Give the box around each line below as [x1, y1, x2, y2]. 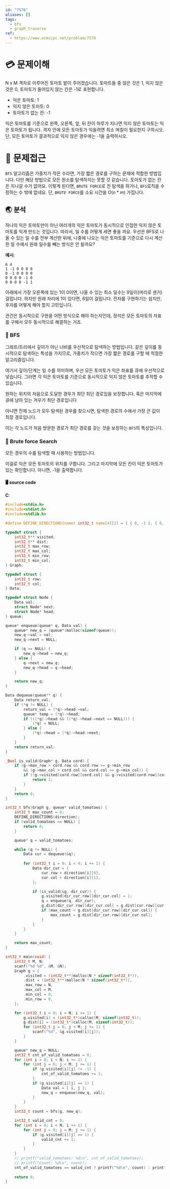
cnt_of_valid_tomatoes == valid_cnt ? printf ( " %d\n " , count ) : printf [14, 1165, 166, 1170]
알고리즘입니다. [5, 356, 35, 362]
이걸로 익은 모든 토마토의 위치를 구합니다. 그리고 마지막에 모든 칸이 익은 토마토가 [5, 461, 163, 467]
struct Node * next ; [14, 605, 56, 610]
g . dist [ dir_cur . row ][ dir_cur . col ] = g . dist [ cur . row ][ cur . [41, 903, 166, 908]
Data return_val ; [14, 698, 51, 703]
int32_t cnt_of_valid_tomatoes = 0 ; [14, 1052, 92, 1057]
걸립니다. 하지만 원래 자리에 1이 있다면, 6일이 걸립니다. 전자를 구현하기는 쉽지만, [5, 295, 162, 302]
